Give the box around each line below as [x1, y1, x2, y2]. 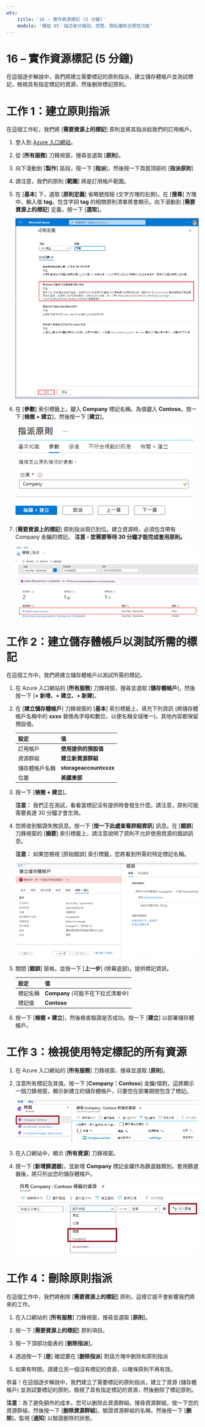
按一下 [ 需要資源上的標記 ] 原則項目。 [15, 1326, 108, 1334]
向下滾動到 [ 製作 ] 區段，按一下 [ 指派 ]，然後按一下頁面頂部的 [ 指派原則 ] [15, 165, 194, 172]
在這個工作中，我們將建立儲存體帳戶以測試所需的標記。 [6, 672, 145, 679]
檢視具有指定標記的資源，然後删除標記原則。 [16, 81, 129, 88]
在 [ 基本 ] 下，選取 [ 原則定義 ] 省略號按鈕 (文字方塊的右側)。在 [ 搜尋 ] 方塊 [15, 191, 197, 198]
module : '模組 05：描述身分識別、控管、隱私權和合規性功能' [17, 23, 153, 29]
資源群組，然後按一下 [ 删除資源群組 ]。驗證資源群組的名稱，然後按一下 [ [6, 1406, 187, 1414]
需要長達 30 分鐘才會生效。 [15, 809, 84, 816]
